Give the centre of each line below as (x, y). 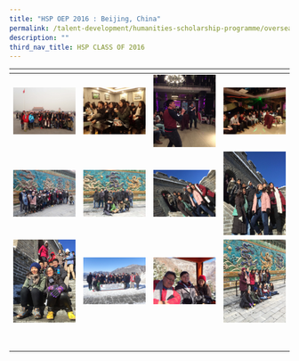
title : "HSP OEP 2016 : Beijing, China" (85, 19)
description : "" (39, 37)
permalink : (29, 28)
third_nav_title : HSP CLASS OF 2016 (77, 47)
